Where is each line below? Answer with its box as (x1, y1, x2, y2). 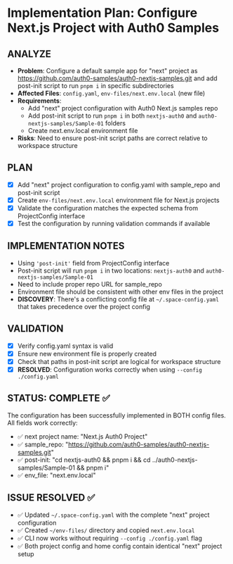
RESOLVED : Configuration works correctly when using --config (17, 365, 202, 374)
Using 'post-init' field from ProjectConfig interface (17, 258, 170, 267)
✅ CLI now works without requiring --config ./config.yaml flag (17, 534, 202, 542)
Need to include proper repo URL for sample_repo (17, 280, 163, 288)
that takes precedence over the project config (17, 302, 151, 311)
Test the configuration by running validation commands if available (17, 220, 211, 227)
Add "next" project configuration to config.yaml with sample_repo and (17, 180, 220, 189)
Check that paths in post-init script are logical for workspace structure (17, 357, 221, 365)
